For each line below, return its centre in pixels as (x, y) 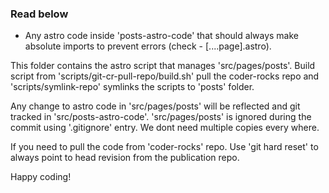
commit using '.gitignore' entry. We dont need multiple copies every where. (165, 128)
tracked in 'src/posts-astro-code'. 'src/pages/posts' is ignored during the (161, 117)
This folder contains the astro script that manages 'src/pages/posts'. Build (163, 66)
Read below (39, 14)
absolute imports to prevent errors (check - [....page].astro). (148, 46)
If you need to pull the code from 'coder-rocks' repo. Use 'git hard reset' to (164, 147)
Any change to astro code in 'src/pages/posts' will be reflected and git (155, 106)
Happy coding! (41, 177)
